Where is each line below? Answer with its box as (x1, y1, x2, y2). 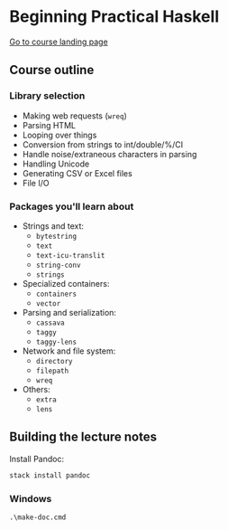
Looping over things (22, 129, 97, 140)
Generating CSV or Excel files (22, 167, 132, 178)
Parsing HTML (22, 119, 77, 130)
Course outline (9, 62, 95, 78)
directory (35, 356, 74, 365)
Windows (9, 492, 52, 505)
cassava (35, 318, 65, 327)
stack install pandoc (9, 470, 91, 480)
